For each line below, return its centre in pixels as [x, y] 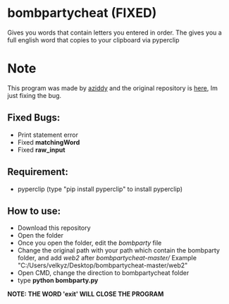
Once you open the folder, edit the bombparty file [89, 243]
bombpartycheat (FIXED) [82, 13]
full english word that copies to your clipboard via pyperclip [93, 39]
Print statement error [48, 135]
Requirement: [38, 172]
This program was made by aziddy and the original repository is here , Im [113, 88]
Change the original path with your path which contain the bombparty [119, 250]
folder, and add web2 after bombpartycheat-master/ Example [107, 258]
